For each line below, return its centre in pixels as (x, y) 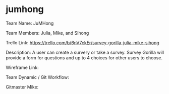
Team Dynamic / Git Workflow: (38, 77)
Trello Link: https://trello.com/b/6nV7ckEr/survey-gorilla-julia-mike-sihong (82, 42)
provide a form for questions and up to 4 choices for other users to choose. (84, 58)
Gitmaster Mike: (22, 87)
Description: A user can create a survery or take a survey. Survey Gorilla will (85, 52)
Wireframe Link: (22, 67)
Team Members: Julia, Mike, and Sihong (47, 33)
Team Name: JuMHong (30, 23)
